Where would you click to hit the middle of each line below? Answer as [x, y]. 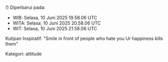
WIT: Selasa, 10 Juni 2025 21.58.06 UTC [55, 28]
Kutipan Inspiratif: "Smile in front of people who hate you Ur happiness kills [84, 38]
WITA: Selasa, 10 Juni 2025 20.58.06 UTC [57, 23]
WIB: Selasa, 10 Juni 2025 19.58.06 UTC [55, 18]
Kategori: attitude [23, 54]
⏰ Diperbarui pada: [26, 7]
